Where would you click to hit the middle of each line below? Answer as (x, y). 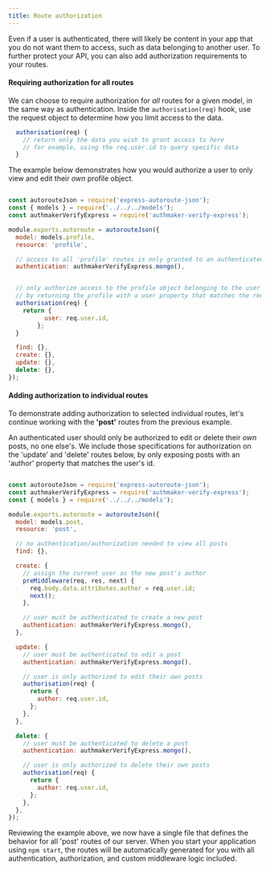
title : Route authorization (55, 16)
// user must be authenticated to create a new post (113, 618)
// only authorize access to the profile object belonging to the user (138, 288)
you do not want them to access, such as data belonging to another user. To (134, 47)
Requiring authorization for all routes (71, 83)
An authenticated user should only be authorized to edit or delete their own (133, 438)
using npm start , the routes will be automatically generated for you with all (131, 850)
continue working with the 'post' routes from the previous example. (120, 422)
